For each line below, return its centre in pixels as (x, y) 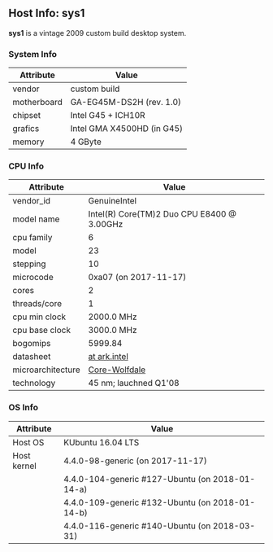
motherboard (37, 103)
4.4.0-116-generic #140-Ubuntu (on (137, 526)
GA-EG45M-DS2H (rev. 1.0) (126, 103)
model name (36, 219)
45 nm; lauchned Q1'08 (134, 383)
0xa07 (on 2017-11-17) (137, 278)
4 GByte (86, 142)
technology (34, 383)
